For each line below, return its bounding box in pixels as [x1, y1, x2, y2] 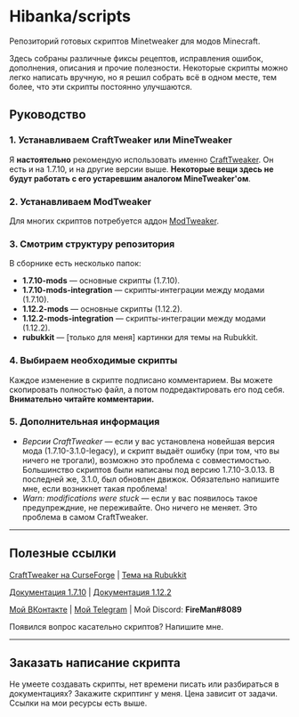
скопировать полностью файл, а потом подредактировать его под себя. [9, 384, 285, 395]
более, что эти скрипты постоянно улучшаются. [9, 81, 193, 92]
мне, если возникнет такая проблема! [21, 483, 167, 493]
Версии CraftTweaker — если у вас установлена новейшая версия [21, 436, 275, 446]
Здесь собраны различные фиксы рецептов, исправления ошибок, [9, 53, 264, 63]
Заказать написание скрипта [9, 656, 181, 671]
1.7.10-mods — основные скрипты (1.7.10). [21, 275, 181, 286]
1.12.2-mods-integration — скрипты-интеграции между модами [21, 314, 266, 324]
